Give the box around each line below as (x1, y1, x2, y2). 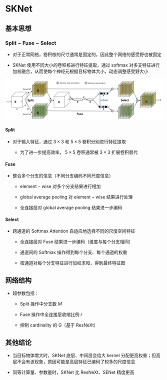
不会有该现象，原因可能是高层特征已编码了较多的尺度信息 (16, 358, 135, 364)
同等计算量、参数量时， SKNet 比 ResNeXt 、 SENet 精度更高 (12, 369, 134, 375)
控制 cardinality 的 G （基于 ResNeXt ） (19, 322, 98, 328)
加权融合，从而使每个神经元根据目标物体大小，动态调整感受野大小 (12, 68, 148, 74)
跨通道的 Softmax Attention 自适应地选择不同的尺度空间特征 (12, 228, 135, 234)
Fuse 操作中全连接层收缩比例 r (19, 311, 82, 317)
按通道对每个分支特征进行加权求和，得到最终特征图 (19, 260, 125, 266)
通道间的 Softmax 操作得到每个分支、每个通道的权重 (19, 249, 127, 255)
